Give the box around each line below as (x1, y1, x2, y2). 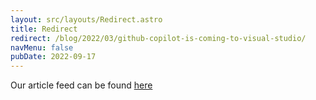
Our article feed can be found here (10, 79, 153, 91)
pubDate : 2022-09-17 (10, 52, 97, 62)
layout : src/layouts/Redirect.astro (10, 14, 163, 25)
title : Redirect (10, 24, 78, 34)
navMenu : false (10, 42, 74, 53)
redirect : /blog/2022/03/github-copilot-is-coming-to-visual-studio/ (10, 33, 307, 43)
